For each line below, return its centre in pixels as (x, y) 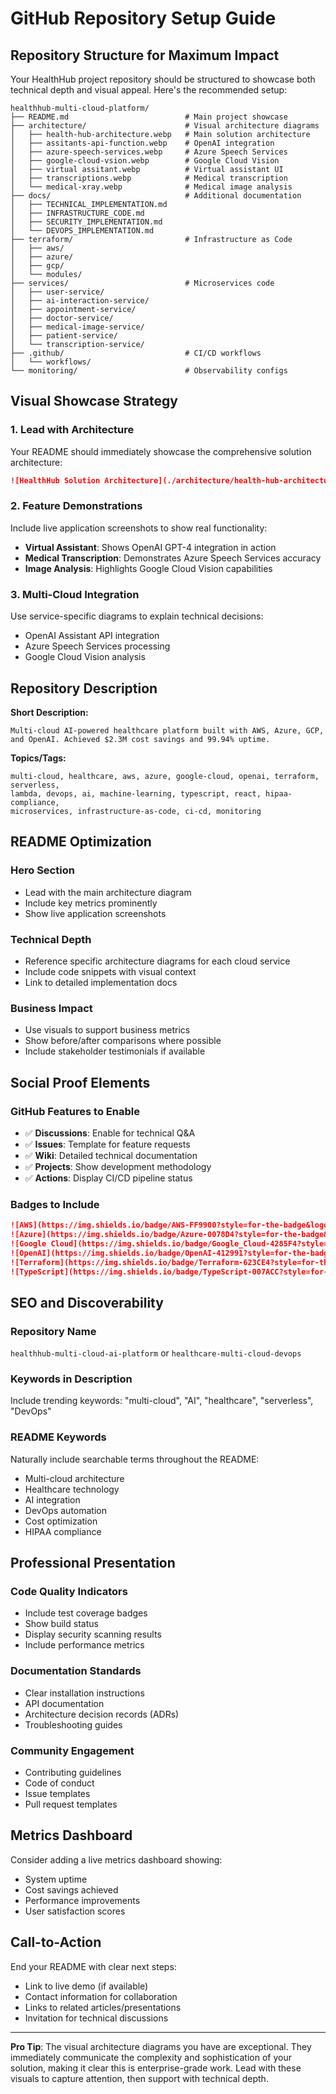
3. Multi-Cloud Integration (75, 594)
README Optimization (81, 842)
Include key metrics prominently (91, 903)
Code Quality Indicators (69, 1592)
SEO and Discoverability (87, 1302)
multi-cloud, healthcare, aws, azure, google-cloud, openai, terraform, (165, 776)
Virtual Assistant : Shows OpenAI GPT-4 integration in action (150, 547)
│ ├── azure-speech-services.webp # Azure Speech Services (149, 152)
